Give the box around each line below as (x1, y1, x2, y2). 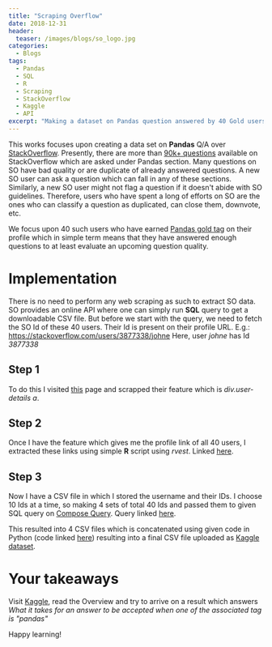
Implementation (8, 270, 117, 288)
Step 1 (8, 363, 40, 377)
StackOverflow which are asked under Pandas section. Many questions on (8, 156, 257, 166)
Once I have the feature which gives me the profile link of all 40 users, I (8, 438, 246, 448)
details (8, 393, 31, 402)
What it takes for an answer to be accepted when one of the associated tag (8, 605, 262, 615)
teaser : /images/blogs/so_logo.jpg (15, 34, 136, 43)
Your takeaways (8, 570, 119, 588)
